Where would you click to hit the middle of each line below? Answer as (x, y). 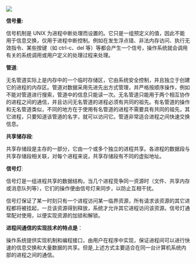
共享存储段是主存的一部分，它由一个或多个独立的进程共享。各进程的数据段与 (98, 149)
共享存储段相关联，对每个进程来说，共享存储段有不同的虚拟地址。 (85, 156)
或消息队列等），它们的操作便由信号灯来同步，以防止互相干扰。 (81, 188)
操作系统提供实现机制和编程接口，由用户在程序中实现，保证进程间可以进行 (95, 240)
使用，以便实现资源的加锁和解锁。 (62, 215)
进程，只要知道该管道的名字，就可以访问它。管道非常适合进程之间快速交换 (100, 116)
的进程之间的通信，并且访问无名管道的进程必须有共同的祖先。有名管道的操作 (98, 102)
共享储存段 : (20, 136)
